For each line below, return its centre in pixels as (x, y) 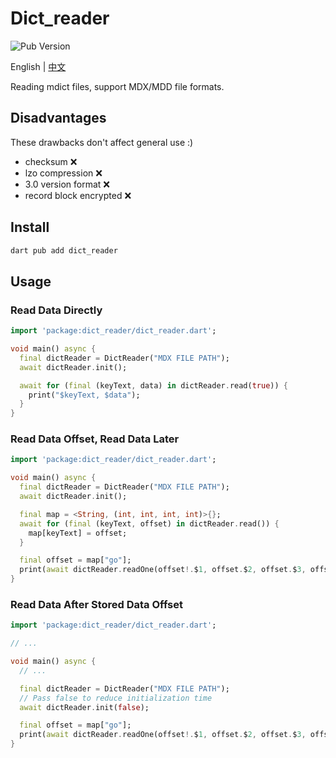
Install (30, 227)
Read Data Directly (56, 310)
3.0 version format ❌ (67, 184)
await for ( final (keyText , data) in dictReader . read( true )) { (153, 385)
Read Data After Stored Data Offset (97, 604)
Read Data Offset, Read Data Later (95, 439)
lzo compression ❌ (63, 173)
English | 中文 (38, 66)
